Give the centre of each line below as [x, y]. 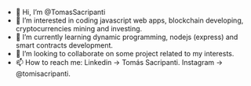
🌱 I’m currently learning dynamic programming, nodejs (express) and [127, 37]
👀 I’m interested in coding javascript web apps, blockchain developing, [129, 20]
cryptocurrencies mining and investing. [79, 29]
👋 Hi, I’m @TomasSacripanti [60, 12]
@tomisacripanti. [43, 73]
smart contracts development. [64, 45]
